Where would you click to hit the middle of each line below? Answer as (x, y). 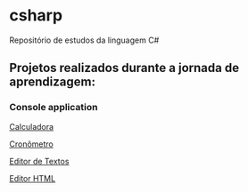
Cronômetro (31, 144)
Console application (54, 108)
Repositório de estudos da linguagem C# (84, 40)
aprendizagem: (53, 82)
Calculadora (32, 126)
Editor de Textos (39, 161)
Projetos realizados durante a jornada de (124, 68)
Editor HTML (33, 178)
